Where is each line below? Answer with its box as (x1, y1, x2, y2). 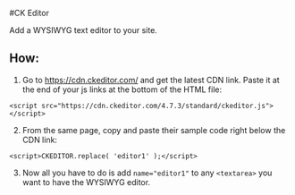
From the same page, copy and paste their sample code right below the (21, 124, 286, 135)
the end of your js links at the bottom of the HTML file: (21, 84, 222, 95)
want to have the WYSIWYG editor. (21, 176, 150, 187)
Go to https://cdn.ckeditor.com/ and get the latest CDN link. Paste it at (21, 74, 280, 85)
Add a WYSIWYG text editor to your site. (9, 25, 158, 35)
